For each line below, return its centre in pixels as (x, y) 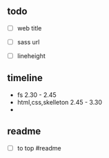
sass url (28, 42)
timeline (25, 78)
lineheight (31, 55)
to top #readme (39, 148)
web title (29, 28)
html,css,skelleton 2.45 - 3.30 (59, 102)
